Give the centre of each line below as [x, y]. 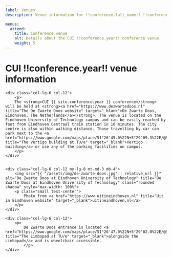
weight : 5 [25, 43]
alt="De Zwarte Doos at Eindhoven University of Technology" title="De [83, 178]
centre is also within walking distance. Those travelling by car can [82, 128]
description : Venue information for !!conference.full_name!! [73, 15]
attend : [18, 29]
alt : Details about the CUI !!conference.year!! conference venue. [88, 38]
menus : [12, 24]
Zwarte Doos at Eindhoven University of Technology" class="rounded [80, 182]
